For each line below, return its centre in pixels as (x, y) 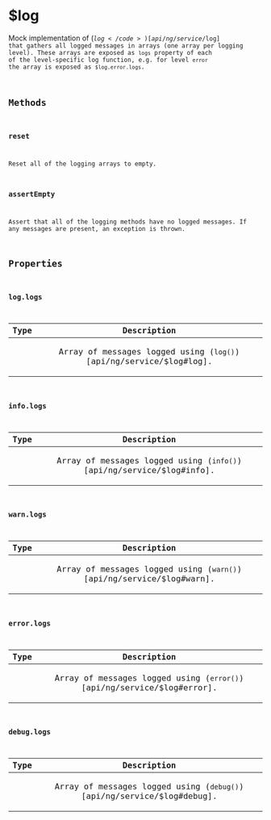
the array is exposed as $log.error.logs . (77, 67)
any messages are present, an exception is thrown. (97, 229)
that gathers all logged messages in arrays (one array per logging (126, 46)
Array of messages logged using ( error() (147, 678)
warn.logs (27, 515)
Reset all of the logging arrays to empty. (83, 164)
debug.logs (29, 732)
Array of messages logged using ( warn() (147, 569)
